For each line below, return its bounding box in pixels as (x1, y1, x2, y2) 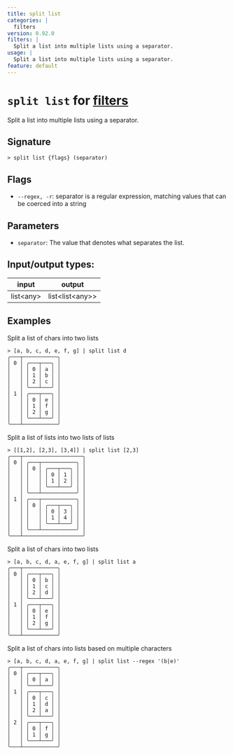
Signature (7, 136, 51, 148)
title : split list (7, 10, 61, 18)
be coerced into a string (17, 200, 87, 208)
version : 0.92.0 (7, 29, 55, 37)
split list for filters (7, 92, 129, 109)
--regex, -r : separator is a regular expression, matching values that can (17, 192, 227, 200)
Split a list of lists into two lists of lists (7, 433, 115, 441)
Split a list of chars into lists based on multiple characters (7, 644, 172, 652)
